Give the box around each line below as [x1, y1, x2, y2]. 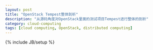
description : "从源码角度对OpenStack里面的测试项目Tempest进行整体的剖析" [5, 16, 149, 21]
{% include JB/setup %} [5, 39, 55, 45]
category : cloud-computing [5, 21, 61, 26]
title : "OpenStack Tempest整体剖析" [5, 12, 78, 17]
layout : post [5, 7, 32, 12]
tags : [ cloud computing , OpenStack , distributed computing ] [5, 26, 133, 31]
